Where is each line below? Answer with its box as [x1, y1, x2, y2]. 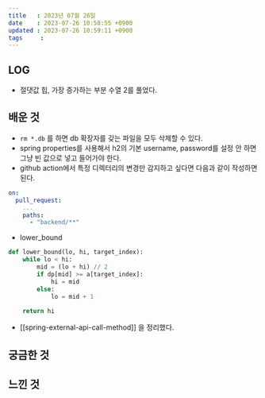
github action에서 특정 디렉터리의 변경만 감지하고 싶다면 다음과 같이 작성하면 [19, 163, 258, 172]
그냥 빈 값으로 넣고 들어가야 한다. [19, 153, 121, 163]
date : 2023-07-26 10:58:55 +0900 [8, 19, 133, 27]
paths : [22, 211, 44, 219]
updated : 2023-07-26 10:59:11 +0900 [8, 26, 133, 34]
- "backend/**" [29, 218, 80, 226]
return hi [22, 307, 56, 315]
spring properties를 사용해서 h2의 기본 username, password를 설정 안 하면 [19, 143, 257, 153]
